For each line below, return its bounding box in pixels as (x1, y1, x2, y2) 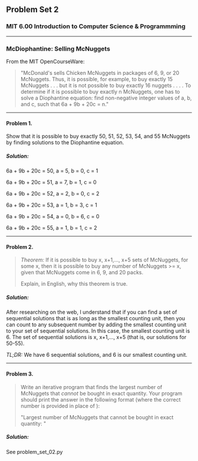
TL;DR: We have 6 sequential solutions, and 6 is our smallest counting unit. (6, 351, 187, 359)
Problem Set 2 (6, 5, 59, 15)
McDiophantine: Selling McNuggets (6, 44, 111, 52)
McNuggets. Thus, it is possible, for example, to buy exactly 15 (20, 75, 173, 82)
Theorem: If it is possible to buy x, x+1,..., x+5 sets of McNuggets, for (20, 256, 189, 264)
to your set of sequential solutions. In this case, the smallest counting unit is (6, 327, 190, 334)
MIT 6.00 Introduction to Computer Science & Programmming (6, 22, 186, 31)
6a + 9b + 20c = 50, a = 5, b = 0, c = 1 (6, 167, 98, 174)
